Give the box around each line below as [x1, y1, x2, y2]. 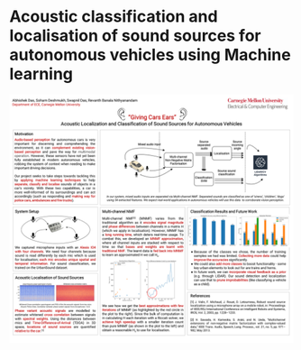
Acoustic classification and [9, 6, 218, 27]
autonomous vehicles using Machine [9, 45, 291, 65]
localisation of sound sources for [9, 25, 261, 46]
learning [9, 64, 74, 85]
